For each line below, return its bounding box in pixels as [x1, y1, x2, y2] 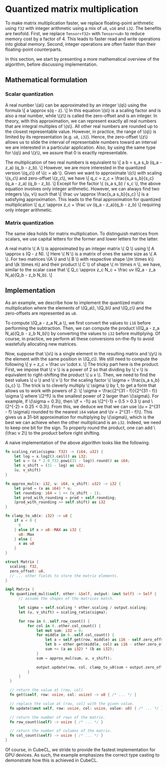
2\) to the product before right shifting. [21, 430, 100, 436]
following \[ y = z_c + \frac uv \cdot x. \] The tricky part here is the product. [5, 361, 160, 367]
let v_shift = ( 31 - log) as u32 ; [14, 463, 85, 468]
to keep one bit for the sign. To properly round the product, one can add [5, 425, 153, 431]
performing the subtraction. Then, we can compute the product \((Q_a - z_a [5, 325, 160, 331]
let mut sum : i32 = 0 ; [36, 628, 83, 633]
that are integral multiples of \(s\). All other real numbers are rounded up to [5, 123, 158, 129]
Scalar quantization [5, 91, 54, 98]
